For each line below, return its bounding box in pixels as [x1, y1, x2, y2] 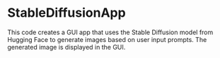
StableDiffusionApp [7, 5, 126, 21]
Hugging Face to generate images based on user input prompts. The [7, 35, 207, 43]
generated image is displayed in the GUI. [7, 43, 126, 51]
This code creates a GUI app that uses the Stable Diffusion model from [7, 28, 214, 36]
